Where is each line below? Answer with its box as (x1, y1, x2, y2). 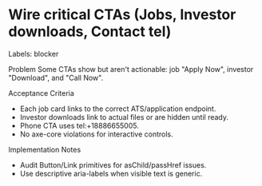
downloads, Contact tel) (8, 22, 172, 41)
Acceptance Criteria (8, 88, 74, 97)
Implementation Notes (8, 144, 81, 154)
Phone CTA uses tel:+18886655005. (19, 121, 140, 130)
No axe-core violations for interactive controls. (19, 129, 173, 139)
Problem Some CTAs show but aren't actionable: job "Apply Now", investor (8, 64, 254, 73)
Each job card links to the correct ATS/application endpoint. (19, 104, 216, 113)
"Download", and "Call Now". (8, 73, 104, 82)
